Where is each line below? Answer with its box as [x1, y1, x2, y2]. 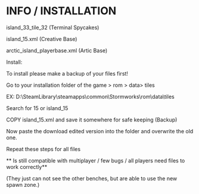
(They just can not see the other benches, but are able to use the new [6, 174, 178, 182]
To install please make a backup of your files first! [6, 70, 128, 77]
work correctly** [6, 163, 48, 170]
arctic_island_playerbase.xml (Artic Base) [6, 46, 108, 54]
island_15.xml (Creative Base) [6, 35, 77, 42]
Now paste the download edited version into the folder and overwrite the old [6, 127, 194, 134]
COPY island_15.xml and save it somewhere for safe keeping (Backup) [6, 116, 178, 123]
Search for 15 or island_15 [6, 104, 69, 111]
